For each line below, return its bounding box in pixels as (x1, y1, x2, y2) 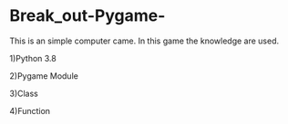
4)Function (9, 105, 51, 116)
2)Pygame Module (9, 70, 79, 81)
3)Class (9, 88, 39, 99)
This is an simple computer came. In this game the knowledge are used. (9, 35, 280, 46)
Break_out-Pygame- (9, 5, 166, 26)
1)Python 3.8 (9, 52, 57, 63)
